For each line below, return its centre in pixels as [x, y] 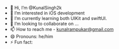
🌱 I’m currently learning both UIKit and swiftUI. [58, 18]
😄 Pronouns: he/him [31, 36]
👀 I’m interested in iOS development [47, 13]
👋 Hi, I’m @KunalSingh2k [36, 8]
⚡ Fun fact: [21, 42]
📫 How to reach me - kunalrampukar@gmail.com [62, 29]
